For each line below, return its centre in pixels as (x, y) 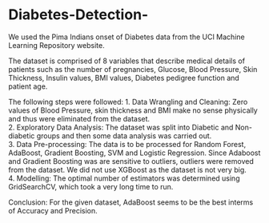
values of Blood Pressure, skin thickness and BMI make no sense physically (133, 110)
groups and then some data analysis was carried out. (124, 135)
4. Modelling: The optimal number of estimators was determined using (124, 178)
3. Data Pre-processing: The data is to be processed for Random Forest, (127, 144)
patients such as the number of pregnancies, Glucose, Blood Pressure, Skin (133, 69)
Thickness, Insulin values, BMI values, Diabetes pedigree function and (124, 78)
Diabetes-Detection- (78, 15)
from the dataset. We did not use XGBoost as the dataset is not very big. (127, 169)
